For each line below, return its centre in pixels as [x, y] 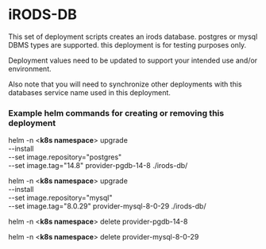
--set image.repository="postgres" [65, 157]
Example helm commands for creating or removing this [116, 113]
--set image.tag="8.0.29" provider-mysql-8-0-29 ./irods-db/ [107, 206]
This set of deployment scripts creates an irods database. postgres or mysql [133, 36]
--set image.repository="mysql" [60, 198]
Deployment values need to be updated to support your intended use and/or [133, 60]
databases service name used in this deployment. [89, 92]
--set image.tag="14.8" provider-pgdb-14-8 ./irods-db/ [98, 166]
